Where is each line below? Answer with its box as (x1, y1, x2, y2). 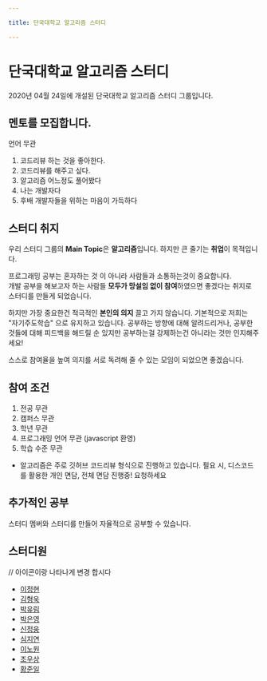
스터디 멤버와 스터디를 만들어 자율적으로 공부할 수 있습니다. (8, 519, 191, 528)
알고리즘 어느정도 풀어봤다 (19, 176, 102, 185)
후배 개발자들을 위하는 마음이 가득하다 (19, 196, 138, 205)
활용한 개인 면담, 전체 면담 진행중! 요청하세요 (28, 471, 167, 480)
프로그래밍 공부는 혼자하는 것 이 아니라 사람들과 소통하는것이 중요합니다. (8, 271, 232, 281)
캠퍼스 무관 (19, 413, 55, 423)
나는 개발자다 (19, 185, 61, 196)
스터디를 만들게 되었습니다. (8, 291, 92, 301)
